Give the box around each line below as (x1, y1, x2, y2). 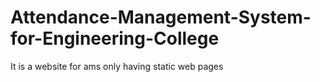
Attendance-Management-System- (10, 6, 312, 29)
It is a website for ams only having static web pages (10, 60, 224, 72)
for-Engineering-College (10, 27, 220, 50)
